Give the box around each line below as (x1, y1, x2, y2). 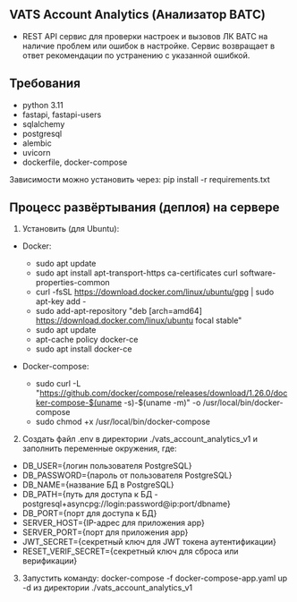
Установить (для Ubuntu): (21, 224, 120, 234)
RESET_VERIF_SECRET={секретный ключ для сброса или (21, 546, 239, 557)
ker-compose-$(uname (35, 397, 123, 408)
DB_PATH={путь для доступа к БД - (21, 489, 158, 500)
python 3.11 (21, 99, 64, 110)
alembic (21, 138, 52, 148)
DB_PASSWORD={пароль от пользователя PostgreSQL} (21, 470, 233, 481)
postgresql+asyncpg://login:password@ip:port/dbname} (21, 498, 231, 509)
